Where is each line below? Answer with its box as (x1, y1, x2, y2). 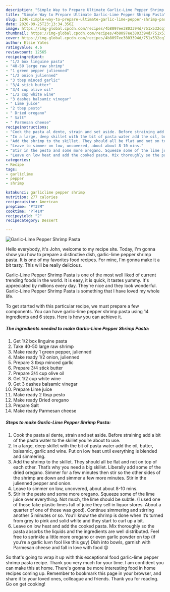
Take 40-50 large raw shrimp (13, 343, 74, 349)
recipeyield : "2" (6, 213, 42, 218)
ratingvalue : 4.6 (6, 45, 42, 50)
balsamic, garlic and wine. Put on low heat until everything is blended (13, 448, 157, 454)
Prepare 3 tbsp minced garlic (13, 360, 74, 366)
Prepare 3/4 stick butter (13, 365, 63, 371)
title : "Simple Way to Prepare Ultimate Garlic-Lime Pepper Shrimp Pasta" (6, 12, 166, 17)
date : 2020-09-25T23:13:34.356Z (6, 21, 74, 27)
